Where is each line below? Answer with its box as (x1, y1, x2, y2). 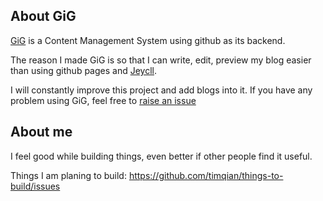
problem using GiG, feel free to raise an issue (10, 94, 197, 106)
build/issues (10, 180, 61, 192)
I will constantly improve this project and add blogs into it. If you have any (10, 84, 313, 96)
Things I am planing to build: (10, 169, 127, 181)
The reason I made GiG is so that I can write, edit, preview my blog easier (10, 54, 312, 66)
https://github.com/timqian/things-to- (128, 169, 284, 181)
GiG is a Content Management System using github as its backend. (10, 34, 286, 46)
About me (10, 124, 73, 141)
